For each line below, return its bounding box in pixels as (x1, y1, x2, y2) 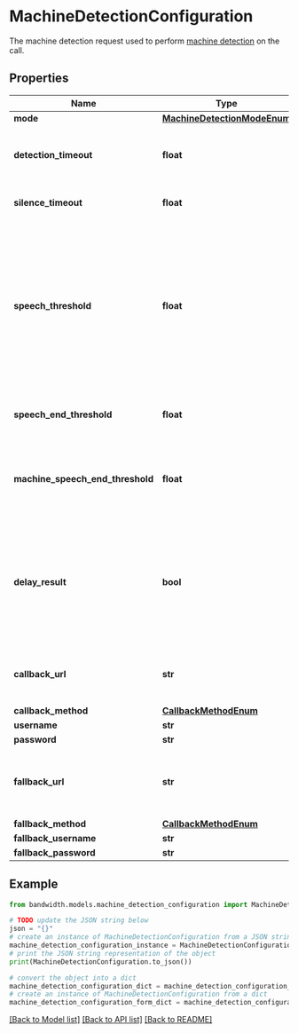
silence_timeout (13, 196, 82, 209)
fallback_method (13, 817, 87, 830)
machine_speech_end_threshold (13, 472, 153, 485)
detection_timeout (13, 148, 93, 161)
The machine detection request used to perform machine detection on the (9, 35, 280, 46)
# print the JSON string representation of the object (9, 949, 216, 958)
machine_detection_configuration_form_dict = (9, 998, 180, 1007)
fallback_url (13, 775, 65, 787)
